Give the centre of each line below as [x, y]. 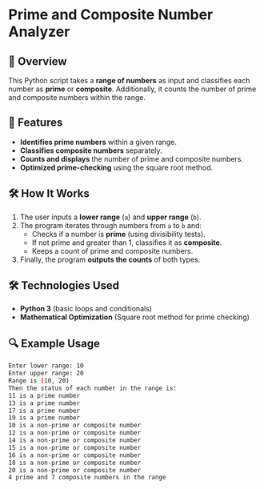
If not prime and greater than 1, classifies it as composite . [127, 242]
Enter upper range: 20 [46, 374]
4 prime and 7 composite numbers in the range [87, 478]
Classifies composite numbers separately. [91, 150]
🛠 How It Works [49, 194]
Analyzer [39, 32]
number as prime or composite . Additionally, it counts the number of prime [132, 89]
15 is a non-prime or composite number [75, 447]
